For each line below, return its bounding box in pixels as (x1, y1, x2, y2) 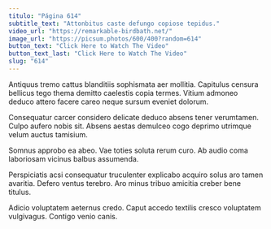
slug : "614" (8, 58, 49, 66)
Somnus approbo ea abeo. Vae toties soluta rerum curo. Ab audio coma (8, 145, 248, 155)
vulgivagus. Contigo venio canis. (8, 211, 118, 221)
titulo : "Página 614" (8, 11, 82, 20)
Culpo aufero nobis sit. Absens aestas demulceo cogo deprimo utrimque (8, 121, 252, 131)
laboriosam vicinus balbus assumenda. (8, 153, 139, 163)
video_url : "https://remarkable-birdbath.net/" (8, 27, 173, 35)
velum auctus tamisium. (8, 129, 88, 139)
